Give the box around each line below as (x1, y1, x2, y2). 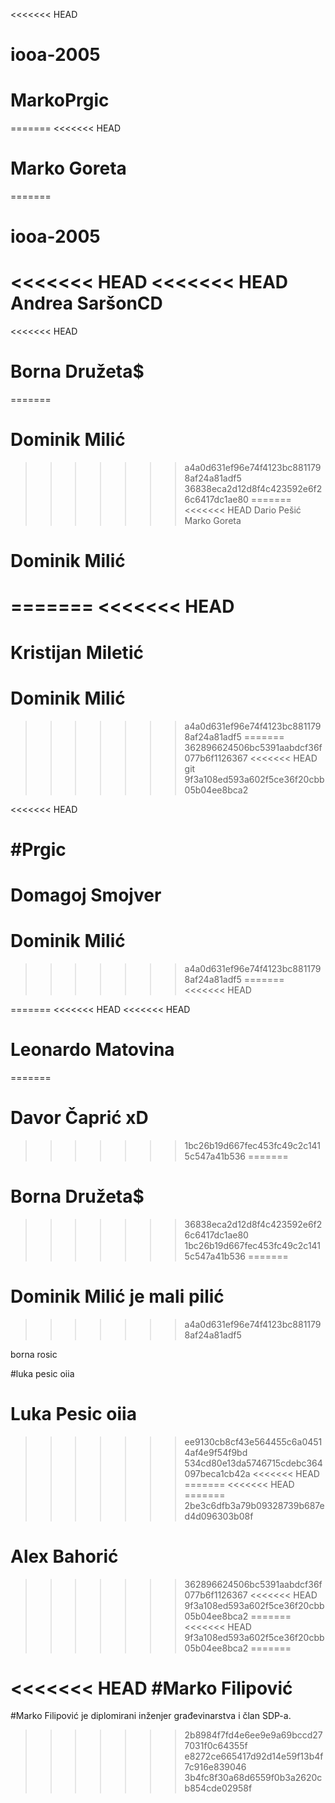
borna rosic (10, 1348, 58, 1360)
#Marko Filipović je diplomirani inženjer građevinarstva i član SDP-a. (10, 1710, 292, 1722)
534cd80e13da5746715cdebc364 (184, 1457, 323, 1469)
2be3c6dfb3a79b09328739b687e (184, 1499, 325, 1511)
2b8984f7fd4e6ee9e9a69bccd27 (184, 1729, 323, 1741)
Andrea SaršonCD (10, 292, 163, 315)
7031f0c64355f (184, 1740, 248, 1752)
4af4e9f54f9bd (184, 1446, 248, 1458)
